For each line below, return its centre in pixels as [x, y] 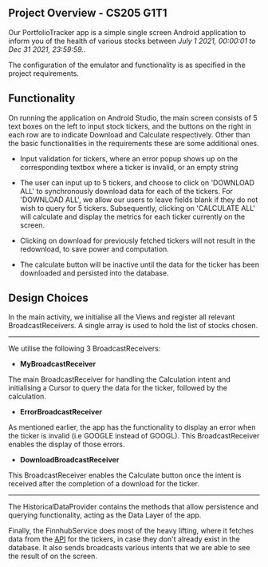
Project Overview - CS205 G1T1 [88, 13]
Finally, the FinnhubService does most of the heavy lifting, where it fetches [131, 531]
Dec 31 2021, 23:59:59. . [47, 49]
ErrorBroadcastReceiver [61, 412]
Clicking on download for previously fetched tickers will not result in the [138, 240]
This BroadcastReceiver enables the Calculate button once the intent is [125, 475]
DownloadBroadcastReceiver [69, 460]
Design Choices [49, 298]
